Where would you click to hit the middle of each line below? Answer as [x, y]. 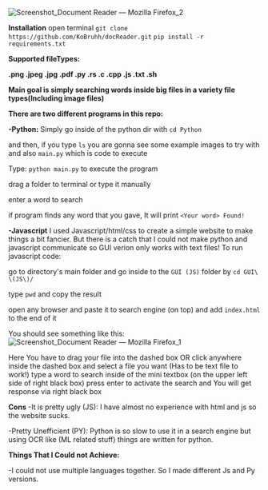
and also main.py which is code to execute [78, 153]
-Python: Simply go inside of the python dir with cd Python [105, 129]
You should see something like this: [67, 333]
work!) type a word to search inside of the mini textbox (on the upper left [128, 374]
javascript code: [35, 256]
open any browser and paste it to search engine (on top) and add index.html [134, 309]
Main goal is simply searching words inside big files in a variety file [122, 90]
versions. [23, 479]
